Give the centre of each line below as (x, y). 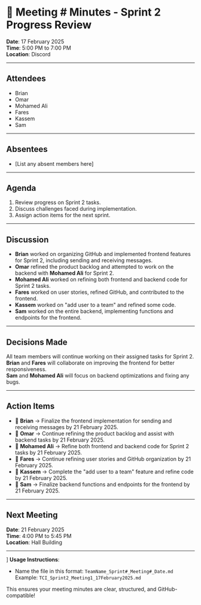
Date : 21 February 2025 (35, 530)
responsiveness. (26, 369)
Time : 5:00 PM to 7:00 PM (39, 48)
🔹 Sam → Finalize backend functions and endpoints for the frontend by (102, 484)
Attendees (26, 79)
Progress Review (49, 25)
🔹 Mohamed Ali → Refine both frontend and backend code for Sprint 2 (102, 446)
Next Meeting (32, 515)
